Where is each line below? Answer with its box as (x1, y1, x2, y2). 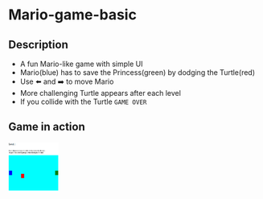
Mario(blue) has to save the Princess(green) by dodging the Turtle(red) (19, 68, 256, 77)
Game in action (8, 120, 86, 134)
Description (8, 38, 68, 52)
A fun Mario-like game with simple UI (19, 59, 143, 68)
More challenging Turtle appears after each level (19, 89, 181, 97)
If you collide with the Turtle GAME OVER (19, 97, 147, 106)
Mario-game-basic (8, 6, 137, 24)
